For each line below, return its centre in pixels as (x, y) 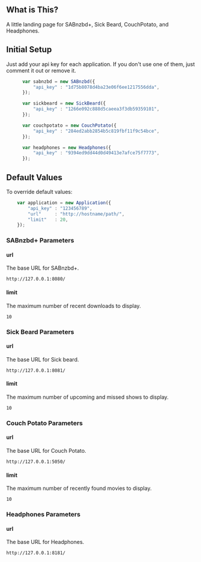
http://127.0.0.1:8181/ (36, 553)
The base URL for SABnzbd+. (43, 268)
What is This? (32, 10)
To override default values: (39, 192)
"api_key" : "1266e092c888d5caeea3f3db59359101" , (96, 109)
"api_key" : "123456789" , (60, 208)
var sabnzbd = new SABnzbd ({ (58, 81)
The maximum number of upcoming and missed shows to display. (88, 397)
